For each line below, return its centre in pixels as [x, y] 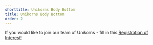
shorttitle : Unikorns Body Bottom [40, 10]
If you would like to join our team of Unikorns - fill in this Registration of [76, 33]
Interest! [13, 38]
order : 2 [14, 19]
